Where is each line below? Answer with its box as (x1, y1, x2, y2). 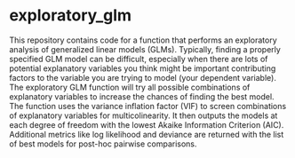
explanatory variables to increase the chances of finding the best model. (9, 91, 275, 102)
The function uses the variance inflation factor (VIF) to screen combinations (9, 100, 287, 111)
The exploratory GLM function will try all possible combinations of (9, 82, 251, 92)
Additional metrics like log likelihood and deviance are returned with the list (9, 129, 284, 139)
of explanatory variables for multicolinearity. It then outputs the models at (9, 110, 278, 121)
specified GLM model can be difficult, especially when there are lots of (9, 53, 268, 64)
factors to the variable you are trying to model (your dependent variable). (9, 72, 277, 83)
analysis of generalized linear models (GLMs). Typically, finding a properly (9, 43, 282, 54)
